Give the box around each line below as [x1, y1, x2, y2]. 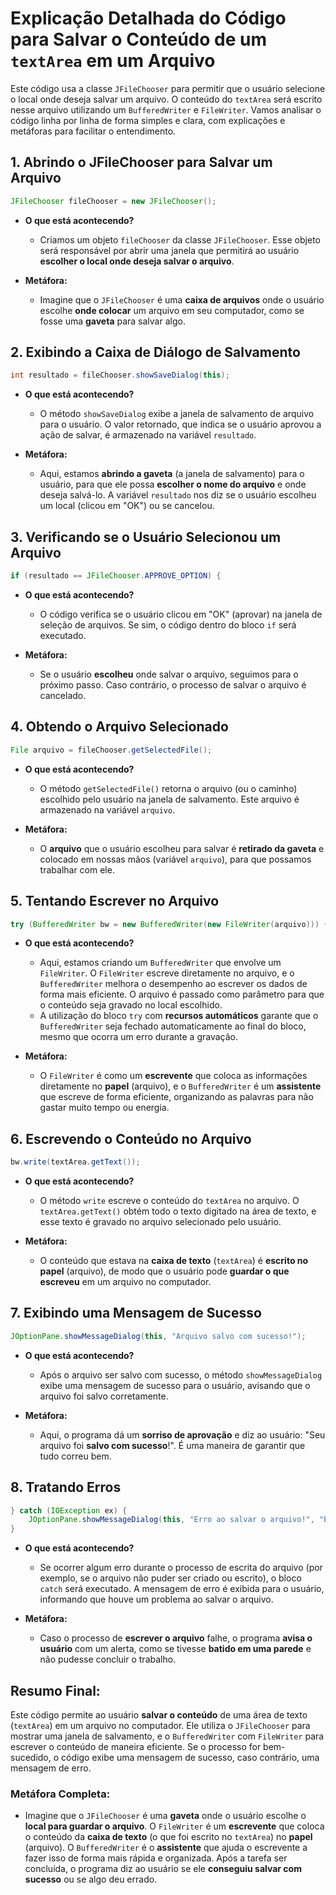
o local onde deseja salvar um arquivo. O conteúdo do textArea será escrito [10, 93, 323, 105]
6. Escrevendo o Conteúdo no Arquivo [10, 1130, 252, 1147]
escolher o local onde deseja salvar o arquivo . [39, 255, 235, 267]
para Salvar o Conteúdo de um [10, 28, 267, 51]
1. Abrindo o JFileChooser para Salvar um [10, 154, 273, 171]
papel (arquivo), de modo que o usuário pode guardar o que [39, 1265, 290, 1277]
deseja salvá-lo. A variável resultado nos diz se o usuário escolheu [39, 489, 317, 501]
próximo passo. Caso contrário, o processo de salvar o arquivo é [39, 679, 307, 691]
